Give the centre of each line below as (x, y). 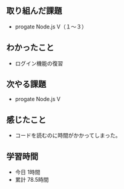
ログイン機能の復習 (39, 63)
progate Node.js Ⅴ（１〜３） (51, 27)
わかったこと (30, 48)
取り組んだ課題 (34, 11)
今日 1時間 (28, 172)
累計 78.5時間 (32, 180)
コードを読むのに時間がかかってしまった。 (68, 136)
